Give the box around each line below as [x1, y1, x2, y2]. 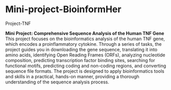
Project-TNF [5, 20, 31, 26]
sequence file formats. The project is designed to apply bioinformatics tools [5, 68, 164, 74]
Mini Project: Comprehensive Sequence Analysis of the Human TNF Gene [5, 30, 164, 36]
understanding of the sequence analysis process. [5, 79, 110, 85]
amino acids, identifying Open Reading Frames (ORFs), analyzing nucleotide [5, 52, 166, 58]
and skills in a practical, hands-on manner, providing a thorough [5, 73, 139, 79]
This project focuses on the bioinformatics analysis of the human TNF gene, [5, 36, 165, 42]
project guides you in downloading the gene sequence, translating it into [5, 46, 158, 52]
